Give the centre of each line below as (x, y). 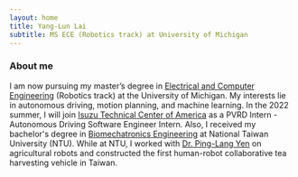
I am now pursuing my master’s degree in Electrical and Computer (132, 86)
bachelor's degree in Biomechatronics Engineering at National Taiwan (139, 134)
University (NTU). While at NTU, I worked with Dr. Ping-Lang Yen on (135, 143)
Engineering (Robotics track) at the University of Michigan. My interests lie (148, 95)
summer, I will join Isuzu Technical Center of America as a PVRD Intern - (144, 115)
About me (32, 66)
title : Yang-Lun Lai (48, 26)
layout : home (34, 18)
